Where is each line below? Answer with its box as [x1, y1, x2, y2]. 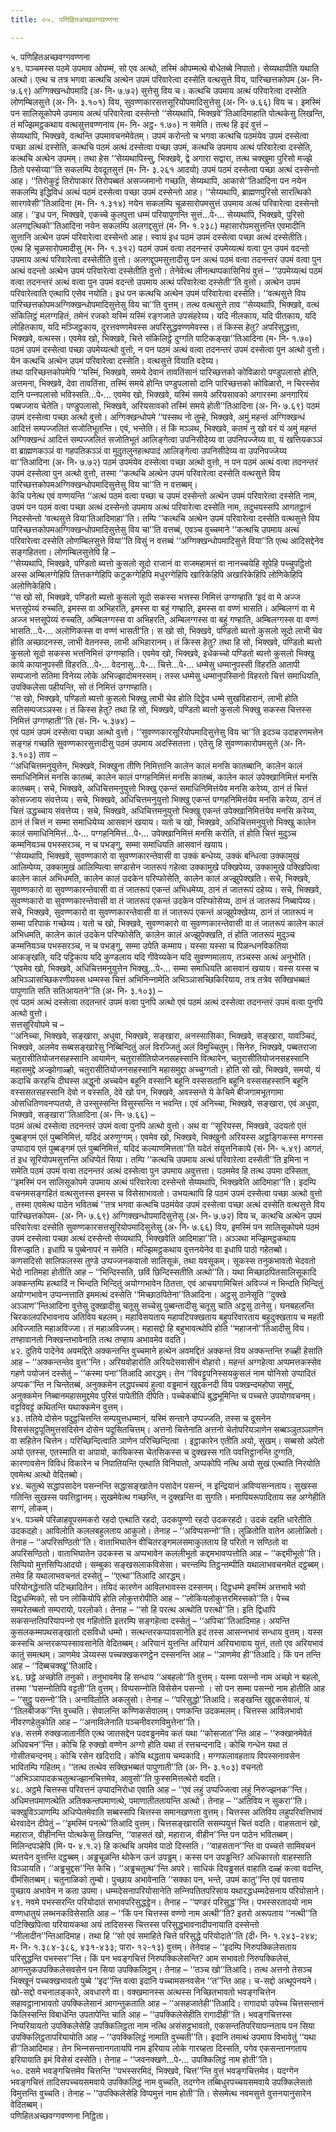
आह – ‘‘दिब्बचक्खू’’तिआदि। [10, 1659, 98, 1671]
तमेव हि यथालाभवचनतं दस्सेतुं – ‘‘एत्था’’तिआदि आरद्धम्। [10, 1569, 187, 1581]
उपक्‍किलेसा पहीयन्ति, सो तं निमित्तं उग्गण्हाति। [10, 681, 153, 693]
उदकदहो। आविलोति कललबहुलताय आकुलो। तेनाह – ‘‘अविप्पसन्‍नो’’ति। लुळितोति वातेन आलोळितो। [10, 1524, 324, 1536]
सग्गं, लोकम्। [10, 1502, 54, 1514]
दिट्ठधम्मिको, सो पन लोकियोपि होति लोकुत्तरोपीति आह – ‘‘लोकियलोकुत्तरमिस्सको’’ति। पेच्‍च [10, 1592, 290, 1604]
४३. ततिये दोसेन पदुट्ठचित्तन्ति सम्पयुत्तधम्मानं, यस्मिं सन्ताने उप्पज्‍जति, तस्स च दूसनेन [10, 1412, 272, 1424]
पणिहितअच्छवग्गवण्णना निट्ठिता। [10, 2109, 110, 2121]
